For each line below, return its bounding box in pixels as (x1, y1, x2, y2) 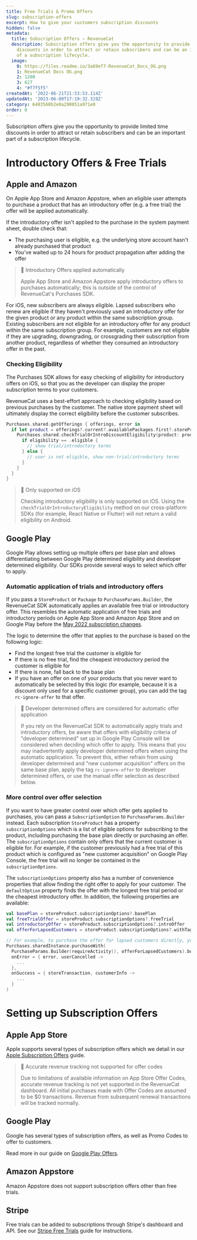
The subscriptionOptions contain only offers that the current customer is (6, 838, 182, 845)
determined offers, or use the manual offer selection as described (20, 772, 180, 779)
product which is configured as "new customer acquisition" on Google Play (6, 850, 188, 858)
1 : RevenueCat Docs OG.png (16, 69, 83, 75)
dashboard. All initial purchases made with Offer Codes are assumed (20, 1087, 186, 1094)
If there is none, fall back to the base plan (14, 668, 116, 676)
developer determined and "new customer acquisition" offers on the (20, 760, 186, 767)
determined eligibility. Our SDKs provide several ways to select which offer (6, 562, 186, 569)
